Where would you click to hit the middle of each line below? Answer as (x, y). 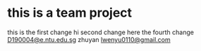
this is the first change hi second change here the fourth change (100, 32)
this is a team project (70, 13)
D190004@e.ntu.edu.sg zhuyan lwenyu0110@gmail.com (89, 39)
